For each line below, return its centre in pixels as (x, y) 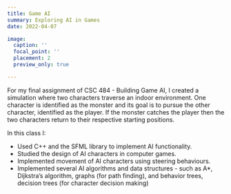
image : (17, 39)
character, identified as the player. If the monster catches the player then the (116, 112)
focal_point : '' (37, 52)
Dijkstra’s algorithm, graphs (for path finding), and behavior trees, (110, 175)
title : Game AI (29, 13)
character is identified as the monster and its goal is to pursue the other (109, 105)
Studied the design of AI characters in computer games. (97, 153)
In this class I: (27, 133)
